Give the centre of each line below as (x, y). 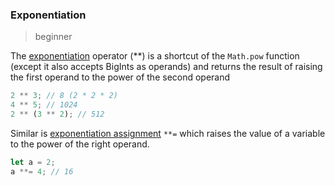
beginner (53, 37)
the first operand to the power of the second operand (120, 77)
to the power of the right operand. (80, 144)
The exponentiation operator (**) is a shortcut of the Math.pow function (155, 56)
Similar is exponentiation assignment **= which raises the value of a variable (168, 133)
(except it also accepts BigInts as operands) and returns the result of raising (166, 67)
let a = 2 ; (33, 162)
